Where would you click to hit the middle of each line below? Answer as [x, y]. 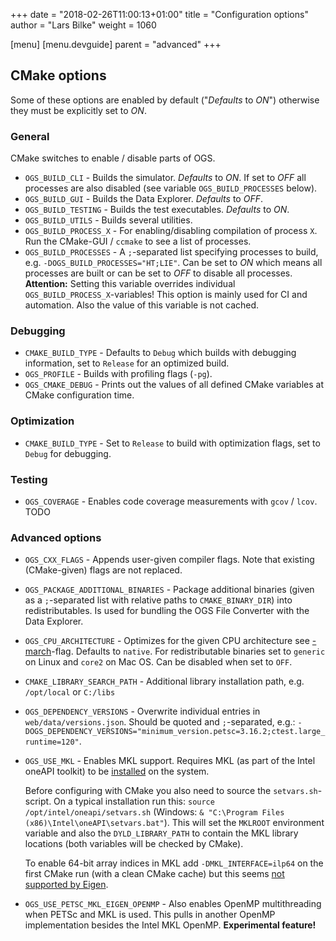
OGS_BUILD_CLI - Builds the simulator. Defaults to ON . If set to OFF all [165, 178]
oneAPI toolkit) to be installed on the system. [117, 771]
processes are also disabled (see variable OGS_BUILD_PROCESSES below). [171, 188]
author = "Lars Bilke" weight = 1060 [83, 25]
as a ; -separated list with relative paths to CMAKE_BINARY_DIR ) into [158, 600]
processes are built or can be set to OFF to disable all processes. [158, 273]
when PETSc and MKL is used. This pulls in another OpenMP [150, 915]
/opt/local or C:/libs [70, 692]
